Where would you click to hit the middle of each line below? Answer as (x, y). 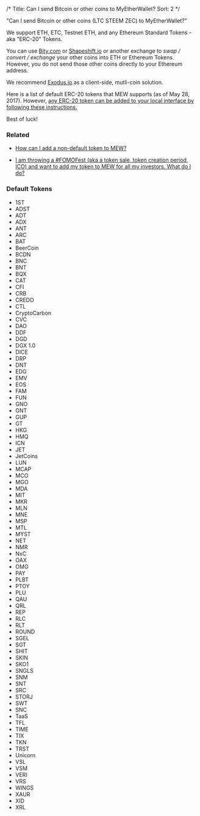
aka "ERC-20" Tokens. (34, 39)
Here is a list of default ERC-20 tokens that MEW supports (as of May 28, (98, 94)
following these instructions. (42, 107)
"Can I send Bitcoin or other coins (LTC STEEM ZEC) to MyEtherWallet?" (97, 21)
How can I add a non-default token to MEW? (71, 148)
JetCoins (27, 456)
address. (17, 70)
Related (18, 135)
